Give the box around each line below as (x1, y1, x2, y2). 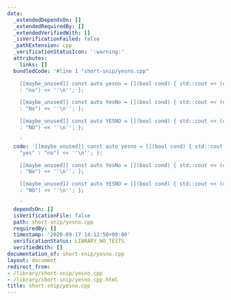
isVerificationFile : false (13, 212, 91, 219)
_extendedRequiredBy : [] (13, 23, 85, 30)
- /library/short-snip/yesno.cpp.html (7, 276, 118, 283)
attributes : (13, 55, 48, 62)
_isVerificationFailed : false (13, 36, 100, 43)
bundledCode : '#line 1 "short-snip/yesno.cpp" (13, 67, 149, 74)
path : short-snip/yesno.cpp (13, 218, 94, 226)
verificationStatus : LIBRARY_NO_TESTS (13, 238, 125, 245)
